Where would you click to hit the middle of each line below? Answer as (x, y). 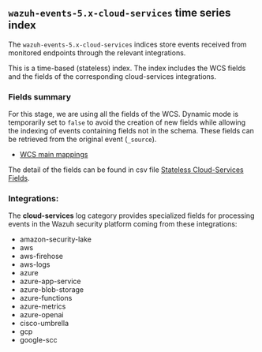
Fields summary (40, 96)
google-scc (38, 340)
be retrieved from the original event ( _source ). (82, 139)
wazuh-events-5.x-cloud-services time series (120, 13)
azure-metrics (43, 306)
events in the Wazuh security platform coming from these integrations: (123, 224)
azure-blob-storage (52, 290)
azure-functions (46, 298)
